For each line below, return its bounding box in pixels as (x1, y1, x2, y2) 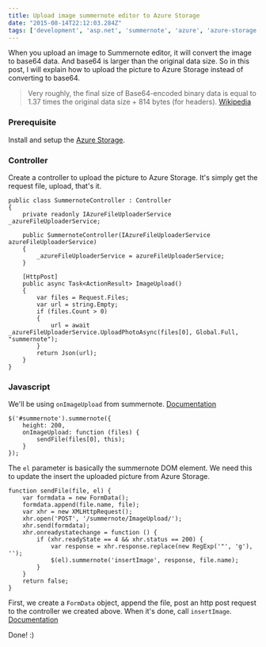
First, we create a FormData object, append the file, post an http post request (8, 598, 256, 607)
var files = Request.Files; (36, 293, 129, 301)
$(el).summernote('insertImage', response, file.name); (50, 557, 239, 565)
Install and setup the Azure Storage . (8, 135, 125, 144)
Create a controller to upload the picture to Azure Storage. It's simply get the (8, 172, 258, 182)
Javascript (8, 381, 51, 392)
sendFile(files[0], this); (36, 435, 126, 444)
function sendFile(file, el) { (8, 487, 112, 496)
